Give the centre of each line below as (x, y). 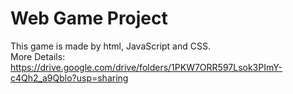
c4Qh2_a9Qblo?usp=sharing (69, 78)
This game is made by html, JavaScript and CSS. (110, 46)
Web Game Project (89, 18)
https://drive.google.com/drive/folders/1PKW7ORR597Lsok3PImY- (146, 67)
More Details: (38, 56)
